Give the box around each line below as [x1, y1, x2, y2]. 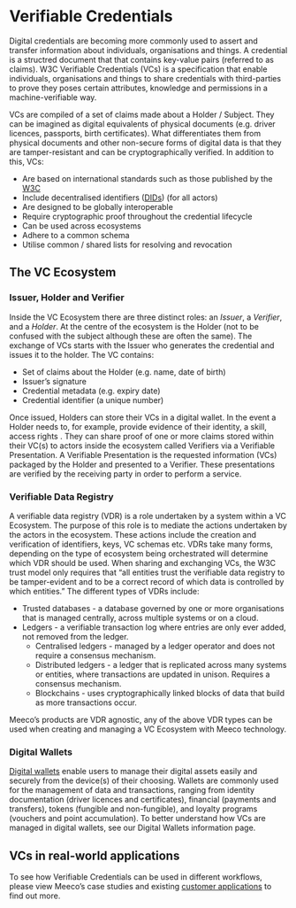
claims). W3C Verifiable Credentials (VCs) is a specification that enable [9, 64, 268, 74]
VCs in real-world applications [9, 848, 180, 863]
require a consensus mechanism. [34, 649, 156, 661]
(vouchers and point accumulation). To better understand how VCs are [9, 813, 267, 824]
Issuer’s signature [21, 376, 87, 386]
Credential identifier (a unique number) [21, 394, 164, 405]
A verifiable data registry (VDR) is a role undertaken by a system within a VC [9, 510, 287, 521]
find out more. [9, 890, 61, 901]
